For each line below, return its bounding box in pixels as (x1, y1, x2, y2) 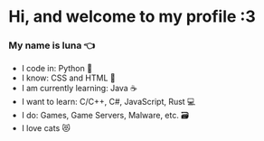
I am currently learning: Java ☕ (21, 83, 137, 94)
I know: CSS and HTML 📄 (21, 72, 116, 83)
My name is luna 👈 (8, 39, 96, 52)
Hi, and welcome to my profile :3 (8, 6, 256, 27)
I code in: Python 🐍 (21, 63, 92, 74)
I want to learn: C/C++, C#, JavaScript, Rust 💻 (21, 97, 196, 108)
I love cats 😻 (21, 123, 71, 134)
